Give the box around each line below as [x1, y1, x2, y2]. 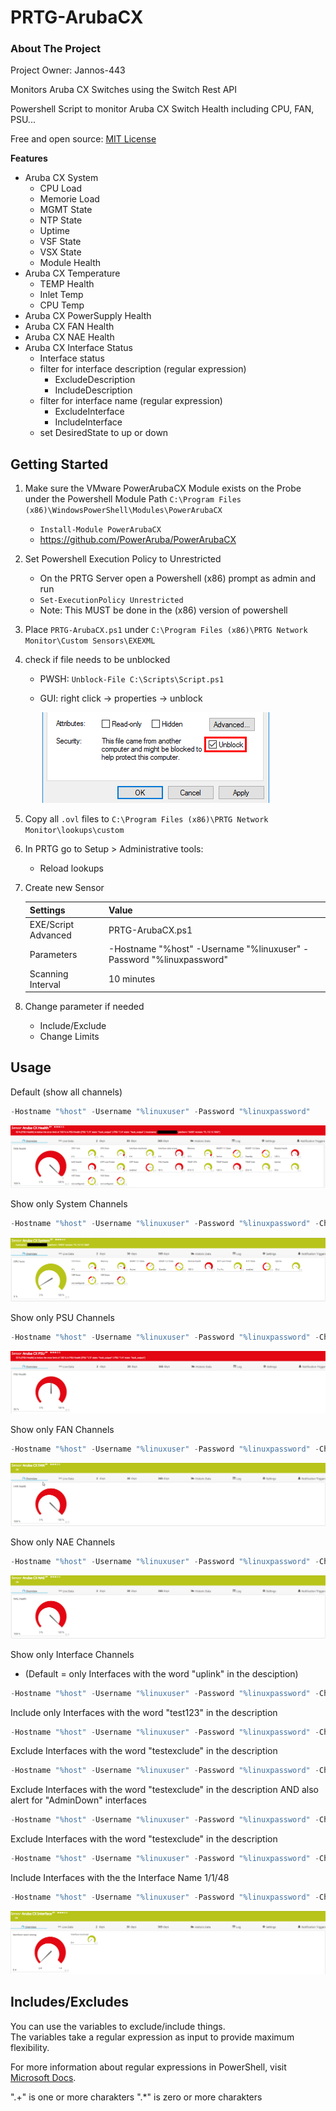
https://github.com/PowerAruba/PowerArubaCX [39, 534, 237, 546]
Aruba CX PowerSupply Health [24, 310, 152, 322]
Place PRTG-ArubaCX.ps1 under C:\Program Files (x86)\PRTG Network [24, 624, 308, 636]
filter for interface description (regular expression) [39, 363, 247, 375]
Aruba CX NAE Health [24, 331, 115, 343]
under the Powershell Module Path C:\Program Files [24, 493, 242, 505]
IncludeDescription [54, 384, 133, 396]
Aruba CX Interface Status [24, 342, 133, 354]
